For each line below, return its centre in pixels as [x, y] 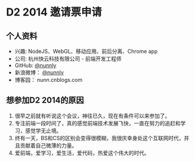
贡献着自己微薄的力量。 [48, 145]
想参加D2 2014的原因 [45, 101]
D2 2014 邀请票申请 [54, 12]
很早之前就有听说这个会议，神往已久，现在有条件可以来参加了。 [92, 116]
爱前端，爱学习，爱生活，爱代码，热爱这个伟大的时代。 [82, 153]
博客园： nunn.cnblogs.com [48, 80]
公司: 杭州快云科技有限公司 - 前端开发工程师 [68, 59]
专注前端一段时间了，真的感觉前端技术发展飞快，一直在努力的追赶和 [97, 123]
